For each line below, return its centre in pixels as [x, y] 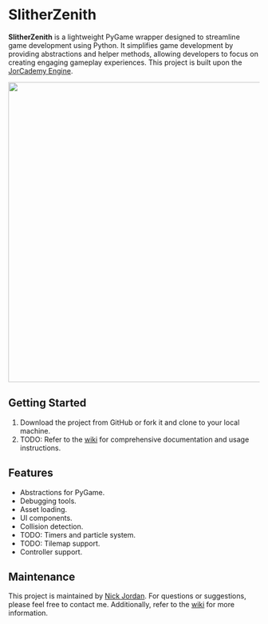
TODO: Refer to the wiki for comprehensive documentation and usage [134, 439]
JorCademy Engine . [41, 70]
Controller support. [51, 552]
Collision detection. [51, 526]
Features [31, 473]
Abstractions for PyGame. [62, 492]
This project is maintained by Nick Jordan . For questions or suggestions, [127, 596]
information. [28, 613]
